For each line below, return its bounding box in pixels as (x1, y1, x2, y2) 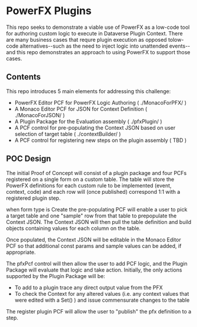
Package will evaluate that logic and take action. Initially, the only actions (6, 266, 182, 273)
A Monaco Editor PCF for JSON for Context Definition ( (14, 105, 148, 113)
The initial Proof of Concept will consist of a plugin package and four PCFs (6, 169, 187, 176)
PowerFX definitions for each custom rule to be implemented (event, (6, 181, 172, 189)
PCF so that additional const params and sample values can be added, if (6, 242, 182, 249)
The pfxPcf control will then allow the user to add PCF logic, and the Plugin (6, 260, 188, 267)
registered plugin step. (6, 194, 61, 202)
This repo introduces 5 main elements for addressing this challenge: (6, 87, 171, 95)
